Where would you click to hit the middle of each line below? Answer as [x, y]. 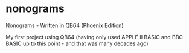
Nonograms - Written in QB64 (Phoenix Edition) [65, 25]
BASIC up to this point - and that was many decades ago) [77, 43]
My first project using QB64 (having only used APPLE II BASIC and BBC [94, 37]
